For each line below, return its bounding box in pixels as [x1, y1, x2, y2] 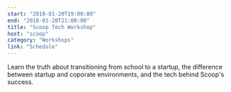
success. [7, 78, 34, 86]
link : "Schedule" [7, 43, 59, 50]
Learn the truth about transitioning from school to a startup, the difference [7, 63, 223, 71]
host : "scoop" [7, 30, 49, 38]
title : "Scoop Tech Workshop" [7, 23, 97, 30]
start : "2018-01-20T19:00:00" [7, 10, 97, 18]
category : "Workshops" [7, 37, 74, 44]
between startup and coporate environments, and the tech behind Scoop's [7, 70, 225, 79]
